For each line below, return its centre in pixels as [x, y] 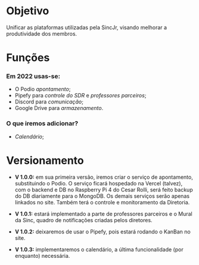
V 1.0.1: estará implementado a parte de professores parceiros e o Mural [103, 214]
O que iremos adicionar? [42, 124]
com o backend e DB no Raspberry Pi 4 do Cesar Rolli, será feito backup [104, 190]
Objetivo [28, 11]
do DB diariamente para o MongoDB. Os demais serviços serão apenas [102, 196]
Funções [28, 58]
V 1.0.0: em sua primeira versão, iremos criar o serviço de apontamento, [104, 177]
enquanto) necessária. [42, 255]
